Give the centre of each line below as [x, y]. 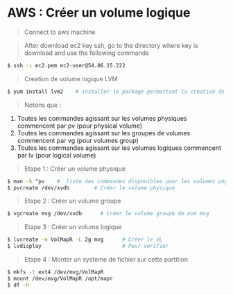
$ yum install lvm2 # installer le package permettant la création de [116, 92]
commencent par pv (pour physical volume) [80, 126]
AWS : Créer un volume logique [99, 13]
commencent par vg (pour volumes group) [78, 140]
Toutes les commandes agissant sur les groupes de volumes [104, 133]
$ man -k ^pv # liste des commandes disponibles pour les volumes [111, 181]
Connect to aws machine [60, 32]
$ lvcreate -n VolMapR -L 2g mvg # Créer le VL [85, 240]
